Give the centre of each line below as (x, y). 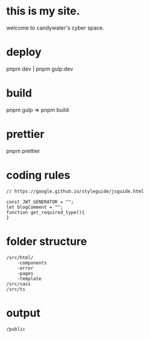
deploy (24, 52)
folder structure (47, 241)
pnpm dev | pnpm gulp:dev (40, 69)
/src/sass (19, 284)
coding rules (38, 175)
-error (25, 268)
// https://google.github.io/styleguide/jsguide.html (75, 191)
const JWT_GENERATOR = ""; (40, 202)
